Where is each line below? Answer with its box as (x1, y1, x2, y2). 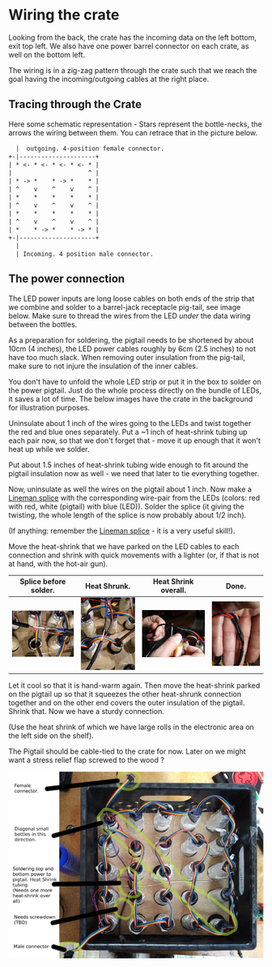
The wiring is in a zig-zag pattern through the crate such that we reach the (8, 65, 257, 75)
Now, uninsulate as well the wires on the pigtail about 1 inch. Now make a (8, 484, 253, 494)
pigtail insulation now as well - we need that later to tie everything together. (8, 468, 260, 478)
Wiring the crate (8, 6, 120, 24)
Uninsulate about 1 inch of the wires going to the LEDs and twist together (8, 418, 252, 428)
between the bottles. (8, 319, 78, 329)
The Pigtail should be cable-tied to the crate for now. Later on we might (8, 746, 246, 756)
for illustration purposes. (8, 402, 91, 412)
